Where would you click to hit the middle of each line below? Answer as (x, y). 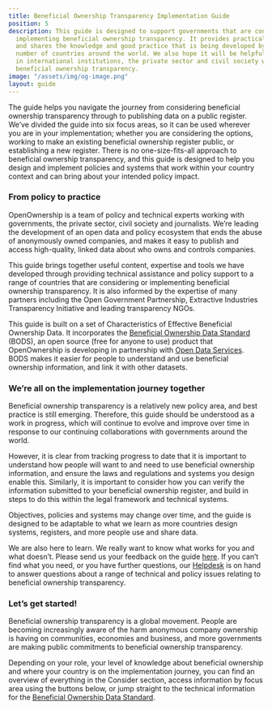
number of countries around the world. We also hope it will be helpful (141, 54)
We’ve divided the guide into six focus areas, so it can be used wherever (130, 124)
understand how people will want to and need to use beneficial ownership (132, 465)
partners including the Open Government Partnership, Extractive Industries (133, 299)
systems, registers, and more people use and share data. (103, 532)
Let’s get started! (43, 604)
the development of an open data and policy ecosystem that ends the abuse (136, 232)
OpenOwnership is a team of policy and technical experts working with (126, 214)
